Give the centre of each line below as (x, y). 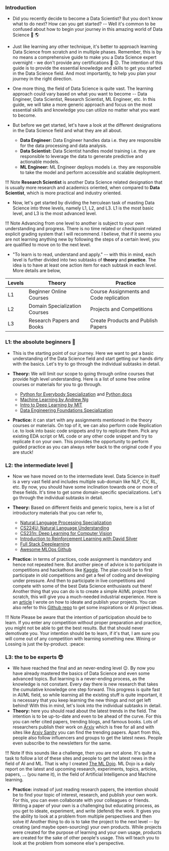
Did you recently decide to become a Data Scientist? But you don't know (88, 19)
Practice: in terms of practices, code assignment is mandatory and (82, 559)
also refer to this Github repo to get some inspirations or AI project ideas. (88, 607)
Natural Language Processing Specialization (66, 522)
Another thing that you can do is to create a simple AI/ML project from (85, 591)
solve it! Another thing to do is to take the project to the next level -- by (86, 822)
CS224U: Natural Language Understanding (64, 528)
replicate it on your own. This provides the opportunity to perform (80, 441)
